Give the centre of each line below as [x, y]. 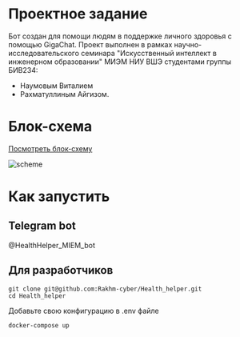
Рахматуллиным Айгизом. [64, 94]
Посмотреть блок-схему [50, 148]
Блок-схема [50, 127]
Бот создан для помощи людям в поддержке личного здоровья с [120, 36]
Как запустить [59, 197]
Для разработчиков [61, 270]
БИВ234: [23, 70]
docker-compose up [39, 325]
